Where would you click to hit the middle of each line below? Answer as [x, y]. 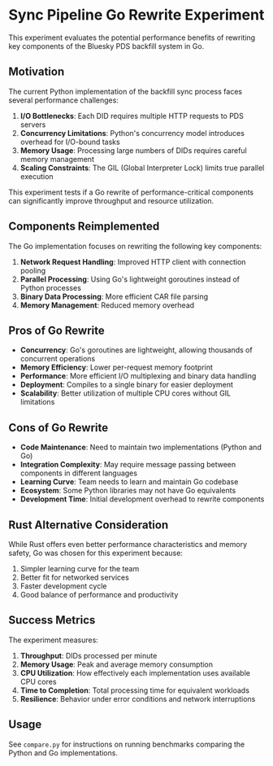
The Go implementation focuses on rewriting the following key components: [135, 246]
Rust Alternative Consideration [89, 525]
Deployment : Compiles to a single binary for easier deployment [127, 385]
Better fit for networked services [75, 577]
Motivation [37, 72]
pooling [33, 270]
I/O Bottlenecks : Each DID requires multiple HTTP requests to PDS [132, 116]
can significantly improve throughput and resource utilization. [111, 200]
